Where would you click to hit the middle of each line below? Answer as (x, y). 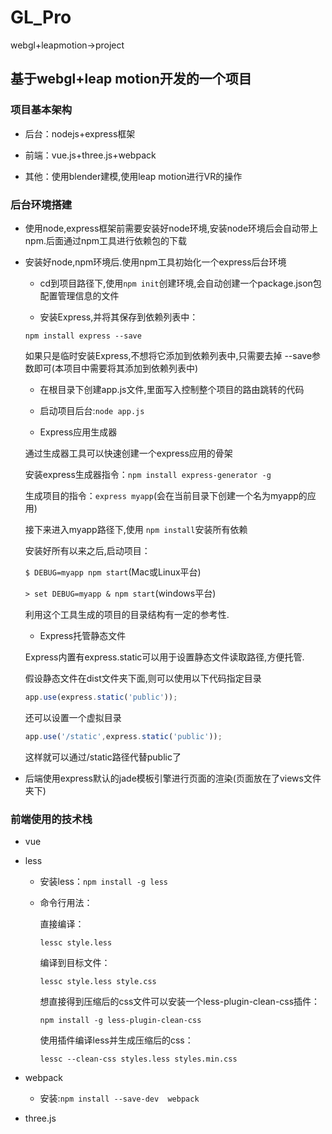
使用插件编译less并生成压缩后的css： (116, 1040)
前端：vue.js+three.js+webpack (90, 155)
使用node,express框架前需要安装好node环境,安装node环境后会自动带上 (171, 228)
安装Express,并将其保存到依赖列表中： (119, 317)
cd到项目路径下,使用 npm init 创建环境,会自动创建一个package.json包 (180, 283)
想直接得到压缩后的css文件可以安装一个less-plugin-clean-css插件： (180, 1001)
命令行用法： (66, 902)
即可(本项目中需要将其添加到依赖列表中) (116, 368)
